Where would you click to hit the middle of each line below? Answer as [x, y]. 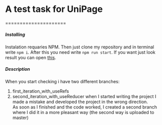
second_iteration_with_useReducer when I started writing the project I [84, 96]
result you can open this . [31, 57]
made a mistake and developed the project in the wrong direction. [80, 102]
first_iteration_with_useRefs [40, 91]
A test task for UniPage [54, 9]
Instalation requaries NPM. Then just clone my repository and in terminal [79, 47]
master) [20, 118]
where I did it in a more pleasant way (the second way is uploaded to [83, 112]
